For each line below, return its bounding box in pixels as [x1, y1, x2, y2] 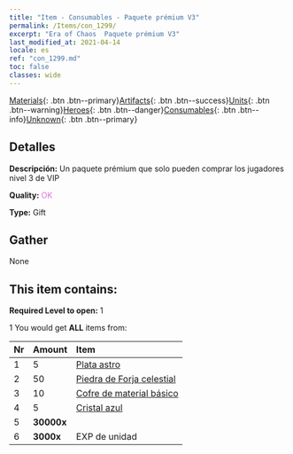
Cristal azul [75, 402, 123, 414]
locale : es [9, 46, 50, 55]
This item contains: [9, 281, 118, 297]
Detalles [9, 139, 56, 155]
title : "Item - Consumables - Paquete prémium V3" [9, 12, 200, 22]
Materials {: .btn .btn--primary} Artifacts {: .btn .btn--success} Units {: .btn [9, 95, 270, 106]
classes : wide [9, 71, 62, 80]
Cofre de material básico [75, 387, 179, 400]
